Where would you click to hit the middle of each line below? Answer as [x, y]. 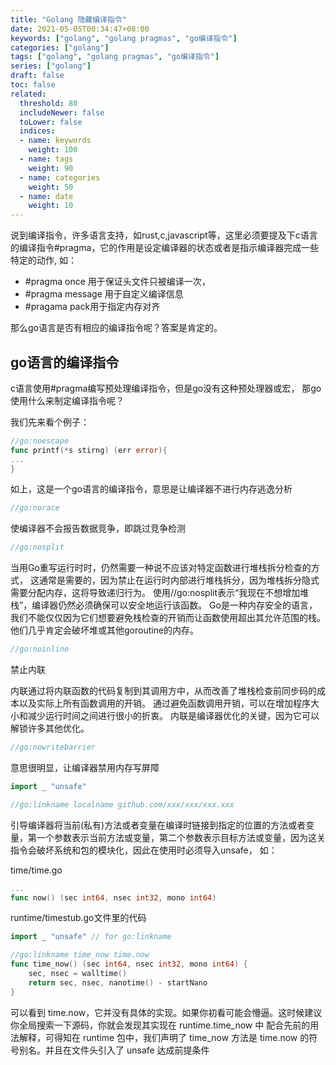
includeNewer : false [62, 112]
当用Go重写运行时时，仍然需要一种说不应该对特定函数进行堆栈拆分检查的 [161, 568]
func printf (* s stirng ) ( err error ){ [89, 450]
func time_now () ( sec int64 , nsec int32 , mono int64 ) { [129, 964]
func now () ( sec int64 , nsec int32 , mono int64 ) [113, 897]
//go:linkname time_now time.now [80, 955]
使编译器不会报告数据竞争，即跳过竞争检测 [98, 528]
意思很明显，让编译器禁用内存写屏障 [85, 767]
